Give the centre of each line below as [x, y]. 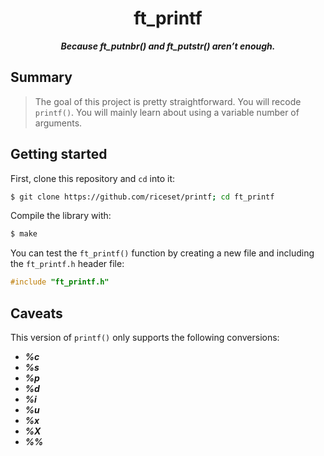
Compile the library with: [61, 216]
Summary [41, 77]
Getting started [59, 154]
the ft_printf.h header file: [67, 264]
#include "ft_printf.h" [60, 282]
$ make [24, 234]
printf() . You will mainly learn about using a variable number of [167, 112]
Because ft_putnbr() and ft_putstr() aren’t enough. [168, 46]
